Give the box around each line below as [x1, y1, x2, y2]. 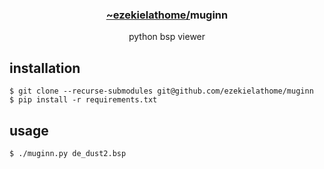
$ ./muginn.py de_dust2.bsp [9, 148, 127, 158]
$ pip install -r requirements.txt [9, 95, 158, 105]
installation [9, 59, 81, 77]
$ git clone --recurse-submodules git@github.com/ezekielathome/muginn [9, 86, 314, 97]
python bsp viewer [128, 31, 206, 43]
